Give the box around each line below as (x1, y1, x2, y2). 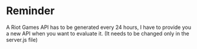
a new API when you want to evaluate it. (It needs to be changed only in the (6, 30, 190, 37)
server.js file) (6, 36, 38, 43)
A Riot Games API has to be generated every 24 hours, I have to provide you (6, 24, 192, 31)
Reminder (6, 4, 55, 18)
